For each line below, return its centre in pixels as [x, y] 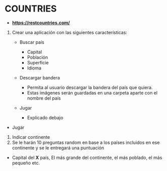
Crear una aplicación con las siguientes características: [69, 32]
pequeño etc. [26, 163]
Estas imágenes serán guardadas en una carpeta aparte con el [92, 93]
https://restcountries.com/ [41, 23]
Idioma [34, 68]
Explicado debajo [45, 117]
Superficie [38, 62]
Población [38, 57]
